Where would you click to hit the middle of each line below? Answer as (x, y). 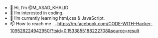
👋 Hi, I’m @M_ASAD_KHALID (39, 8)
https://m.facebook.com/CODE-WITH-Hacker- (105, 24)
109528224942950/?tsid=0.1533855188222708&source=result (75, 31)
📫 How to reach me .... (34, 24)
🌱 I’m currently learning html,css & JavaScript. (57, 18)
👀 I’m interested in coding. (37, 13)
